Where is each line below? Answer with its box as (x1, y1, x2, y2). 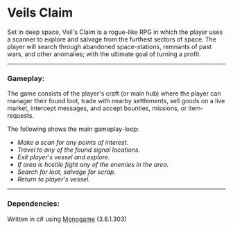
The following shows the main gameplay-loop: (7, 125, 139, 133)
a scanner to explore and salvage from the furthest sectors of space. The (7, 35, 217, 43)
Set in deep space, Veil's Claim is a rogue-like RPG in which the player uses (7, 28, 223, 36)
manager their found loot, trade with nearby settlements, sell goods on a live (7, 97, 225, 105)
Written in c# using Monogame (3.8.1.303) (7, 215, 127, 223)
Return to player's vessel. (17, 175, 90, 184)
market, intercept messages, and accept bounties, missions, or (7, 104, 187, 112)
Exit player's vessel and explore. (17, 153, 110, 161)
